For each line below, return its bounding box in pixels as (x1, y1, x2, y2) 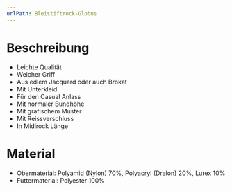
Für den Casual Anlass (16, 92, 81, 100)
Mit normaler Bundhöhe (16, 100, 85, 108)
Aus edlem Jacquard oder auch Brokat (16, 78, 128, 86)
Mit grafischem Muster (16, 107, 82, 115)
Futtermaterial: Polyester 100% (16, 176, 106, 184)
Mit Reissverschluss (16, 114, 74, 122)
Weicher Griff (16, 70, 56, 78)
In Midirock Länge (16, 122, 69, 130)
